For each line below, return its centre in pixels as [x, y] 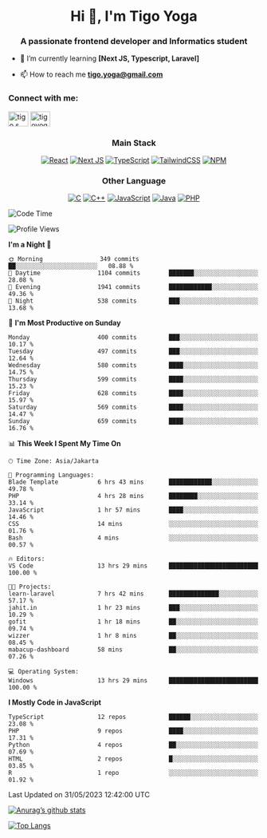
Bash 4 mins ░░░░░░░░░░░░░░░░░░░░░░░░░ [133, 538]
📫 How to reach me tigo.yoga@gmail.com [91, 74]
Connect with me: [43, 98]
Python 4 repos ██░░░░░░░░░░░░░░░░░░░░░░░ [133, 745]
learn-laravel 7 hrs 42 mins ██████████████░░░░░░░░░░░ [133, 594]
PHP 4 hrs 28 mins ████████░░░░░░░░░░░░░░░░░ [133, 496]
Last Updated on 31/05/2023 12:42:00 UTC [79, 795]
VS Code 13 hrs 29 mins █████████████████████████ [133, 566]
